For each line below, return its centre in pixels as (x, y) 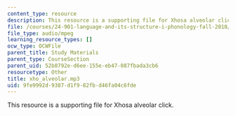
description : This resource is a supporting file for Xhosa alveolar (111, 20)
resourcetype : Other (38, 72)
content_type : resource (42, 14)
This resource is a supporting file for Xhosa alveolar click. (91, 105)
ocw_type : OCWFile (34, 46)
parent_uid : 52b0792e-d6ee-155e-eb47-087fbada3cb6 (83, 66)
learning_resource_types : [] (50, 40)
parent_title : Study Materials (53, 53)
